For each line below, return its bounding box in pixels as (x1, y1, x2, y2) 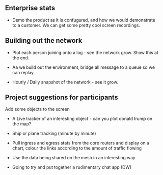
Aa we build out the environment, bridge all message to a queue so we (12, 64, 155, 70)
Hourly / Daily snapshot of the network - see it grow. (12, 79, 119, 85)
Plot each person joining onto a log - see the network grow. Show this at (12, 49, 159, 56)
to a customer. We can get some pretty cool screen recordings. (12, 22, 140, 28)
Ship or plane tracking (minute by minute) (12, 130, 97, 137)
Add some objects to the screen (5, 106, 70, 112)
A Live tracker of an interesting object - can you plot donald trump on (12, 116, 153, 122)
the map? (12, 121, 31, 127)
